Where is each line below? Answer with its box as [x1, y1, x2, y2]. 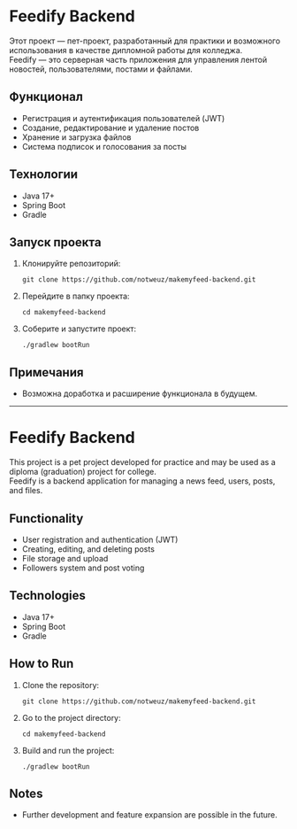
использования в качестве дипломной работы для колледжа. [9, 44, 243, 55]
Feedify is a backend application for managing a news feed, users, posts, [9, 476, 276, 486]
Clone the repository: [21, 679, 100, 690]
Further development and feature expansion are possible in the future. [21, 810, 278, 820]
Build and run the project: [21, 745, 115, 755]
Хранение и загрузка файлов [21, 131, 132, 143]
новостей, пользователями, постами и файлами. [9, 64, 193, 74]
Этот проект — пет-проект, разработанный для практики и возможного [9, 35, 281, 46]
